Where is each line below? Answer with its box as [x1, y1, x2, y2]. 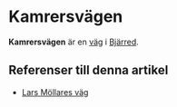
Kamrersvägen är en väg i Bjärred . [8, 36, 140, 47]
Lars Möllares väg [21, 86, 89, 97]
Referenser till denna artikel [8, 63, 169, 78]
